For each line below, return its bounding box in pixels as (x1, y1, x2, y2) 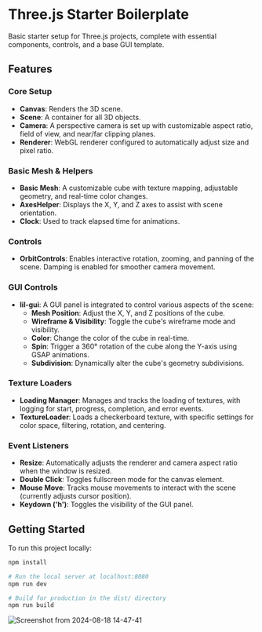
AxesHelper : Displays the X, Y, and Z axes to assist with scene (19, 199, 224, 209)
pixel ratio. (19, 145, 54, 155)
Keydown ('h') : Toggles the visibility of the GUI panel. (19, 500, 194, 510)
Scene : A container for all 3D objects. (19, 112, 141, 122)
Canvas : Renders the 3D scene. (19, 104, 123, 113)
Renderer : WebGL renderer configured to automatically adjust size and (19, 137, 249, 147)
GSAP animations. (31, 349, 90, 359)
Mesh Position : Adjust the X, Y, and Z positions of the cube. (31, 308, 226, 317)
